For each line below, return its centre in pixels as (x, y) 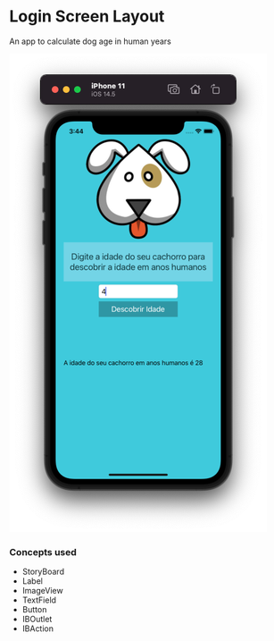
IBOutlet (37, 620)
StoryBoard (43, 572)
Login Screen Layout (87, 17)
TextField (39, 600)
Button (34, 610)
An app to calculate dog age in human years (90, 41)
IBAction (38, 628)
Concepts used (43, 552)
